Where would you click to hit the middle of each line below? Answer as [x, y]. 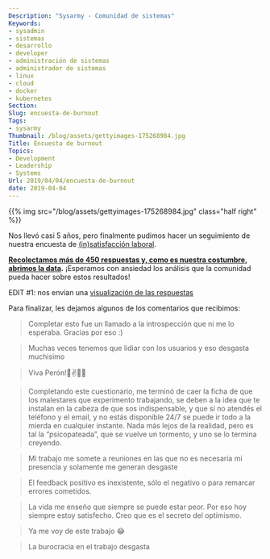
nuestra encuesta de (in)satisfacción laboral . [83, 244]
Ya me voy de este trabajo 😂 [77, 531]
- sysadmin [27, 31]
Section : [23, 106]
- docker [23, 91]
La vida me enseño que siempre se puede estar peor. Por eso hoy [137, 507]
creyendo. [45, 442]
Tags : [17, 121]
